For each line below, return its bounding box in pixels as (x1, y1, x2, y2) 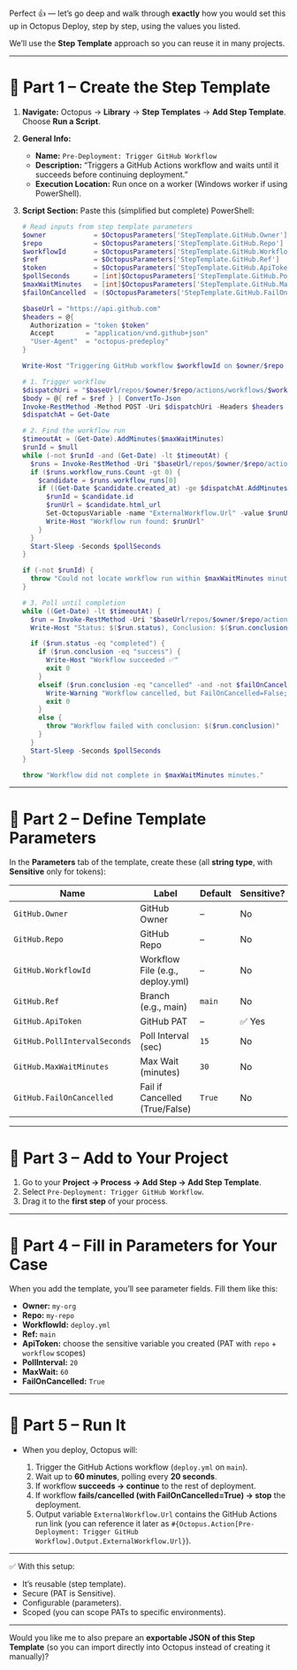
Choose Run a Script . (21, 115, 101, 127)
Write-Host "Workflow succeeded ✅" (45, 656, 179, 665)
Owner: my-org (21, 1300, 77, 1311)
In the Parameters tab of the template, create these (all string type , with (9, 857, 273, 868)
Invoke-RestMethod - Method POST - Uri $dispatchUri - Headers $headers (21, 402, 285, 411)
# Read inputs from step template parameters (21, 222, 193, 231)
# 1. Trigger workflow (21, 377, 106, 386)
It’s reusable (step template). (21, 1579, 126, 1589)
